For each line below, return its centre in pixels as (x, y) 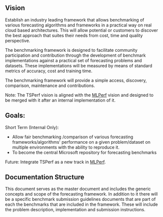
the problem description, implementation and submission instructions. (75, 210)
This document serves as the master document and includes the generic (78, 189)
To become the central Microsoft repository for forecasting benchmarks (84, 152)
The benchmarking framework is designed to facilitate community (71, 50)
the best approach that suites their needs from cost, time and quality (74, 35)
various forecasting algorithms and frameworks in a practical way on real (79, 25)
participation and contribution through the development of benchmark (75, 55)
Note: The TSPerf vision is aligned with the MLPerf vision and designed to (79, 95)
